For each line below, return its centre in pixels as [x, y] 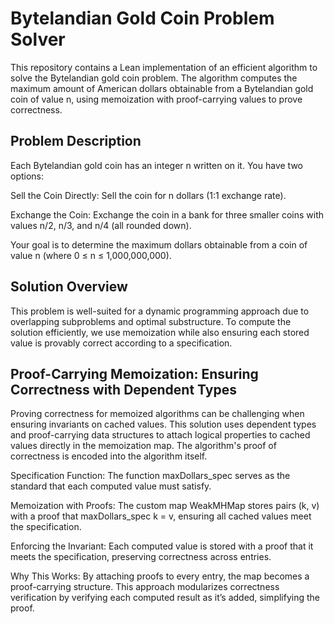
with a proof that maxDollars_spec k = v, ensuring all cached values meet [161, 516]
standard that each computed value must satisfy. [111, 486]
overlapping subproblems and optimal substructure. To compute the [151, 321]
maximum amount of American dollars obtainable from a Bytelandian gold [162, 88]
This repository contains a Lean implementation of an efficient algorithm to [164, 67]
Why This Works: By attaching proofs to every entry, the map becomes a [160, 576]
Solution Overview [69, 287]
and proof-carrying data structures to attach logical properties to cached [160, 435]
